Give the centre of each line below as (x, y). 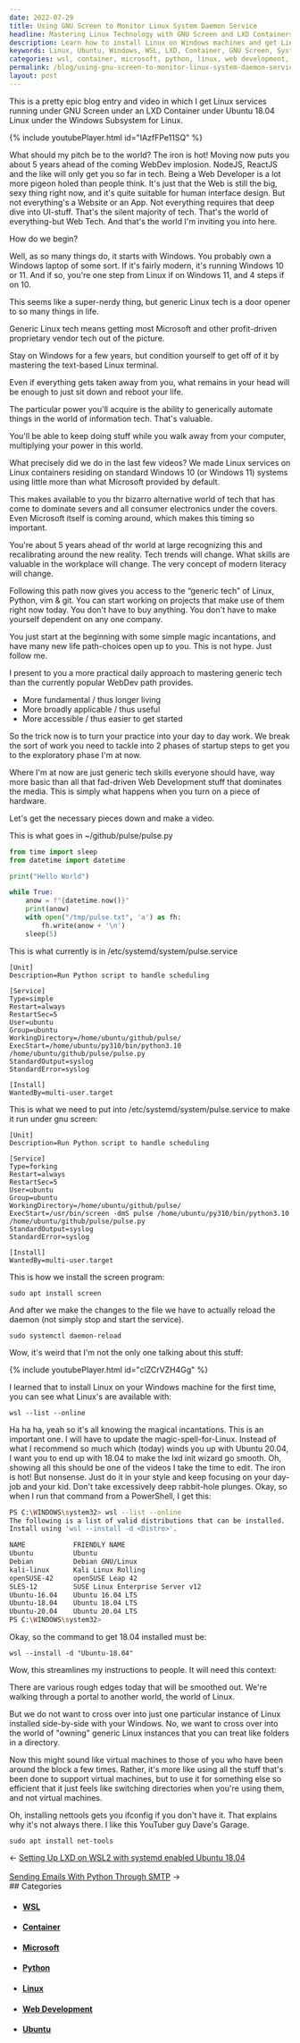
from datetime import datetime (67, 860)
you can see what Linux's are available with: (90, 1397)
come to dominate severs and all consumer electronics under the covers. (144, 508)
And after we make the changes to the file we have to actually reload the (142, 1310)
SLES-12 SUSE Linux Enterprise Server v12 (105, 1587)
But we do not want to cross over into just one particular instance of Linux (145, 1714)
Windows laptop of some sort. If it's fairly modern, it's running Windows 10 (146, 266)
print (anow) (47, 909)
